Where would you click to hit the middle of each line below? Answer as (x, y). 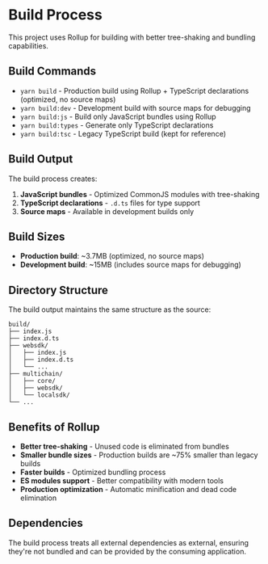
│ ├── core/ (32, 381)
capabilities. (28, 45)
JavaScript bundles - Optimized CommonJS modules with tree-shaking (140, 194)
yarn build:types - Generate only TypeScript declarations (117, 125)
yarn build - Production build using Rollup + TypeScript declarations (134, 90)
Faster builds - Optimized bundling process (93, 472)
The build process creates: (53, 179)
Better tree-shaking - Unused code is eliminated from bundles (125, 446)
